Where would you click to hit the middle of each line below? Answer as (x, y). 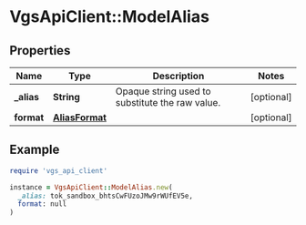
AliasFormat (80, 118)
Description (178, 76)
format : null (42, 204)
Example (35, 150)
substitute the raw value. (168, 102)
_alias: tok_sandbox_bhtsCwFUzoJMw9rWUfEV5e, (106, 196)
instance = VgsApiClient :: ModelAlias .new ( (91, 187)
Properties (40, 51)
